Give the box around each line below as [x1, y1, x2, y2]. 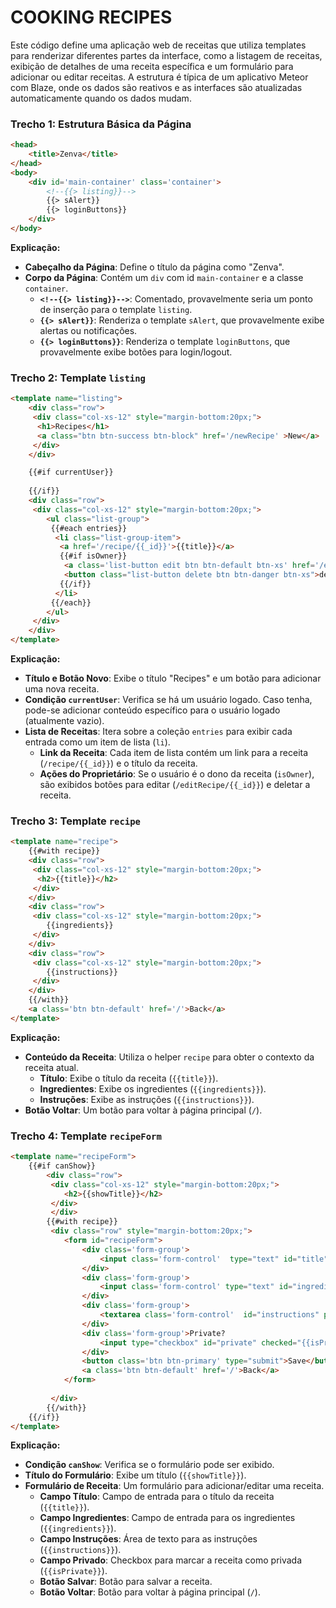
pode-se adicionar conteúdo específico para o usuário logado [24, 704, 281, 716]
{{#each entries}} [50, 523, 128, 533]
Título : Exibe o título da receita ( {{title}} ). [39, 1072, 219, 1084]
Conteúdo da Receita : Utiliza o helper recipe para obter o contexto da [24, 1051, 315, 1063]
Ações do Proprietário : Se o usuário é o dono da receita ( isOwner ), [39, 768, 315, 780]
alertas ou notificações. [39, 324, 138, 336]
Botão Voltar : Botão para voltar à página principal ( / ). [39, 1586, 261, 1598]
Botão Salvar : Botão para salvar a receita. [39, 1576, 213, 1588]
